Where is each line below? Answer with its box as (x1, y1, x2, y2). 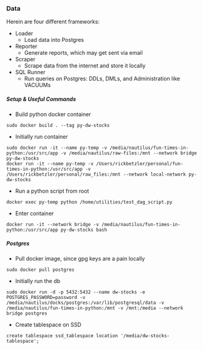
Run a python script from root (15, 187, 89, 195)
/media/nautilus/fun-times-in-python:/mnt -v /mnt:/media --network (6, 305, 184, 311)
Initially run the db (15, 278, 61, 285)
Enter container (15, 210, 54, 217)
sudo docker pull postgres (6, 267, 75, 273)
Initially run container (15, 133, 68, 140)
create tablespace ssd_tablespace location (6, 333, 119, 339)
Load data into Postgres (24, 36, 84, 44)
